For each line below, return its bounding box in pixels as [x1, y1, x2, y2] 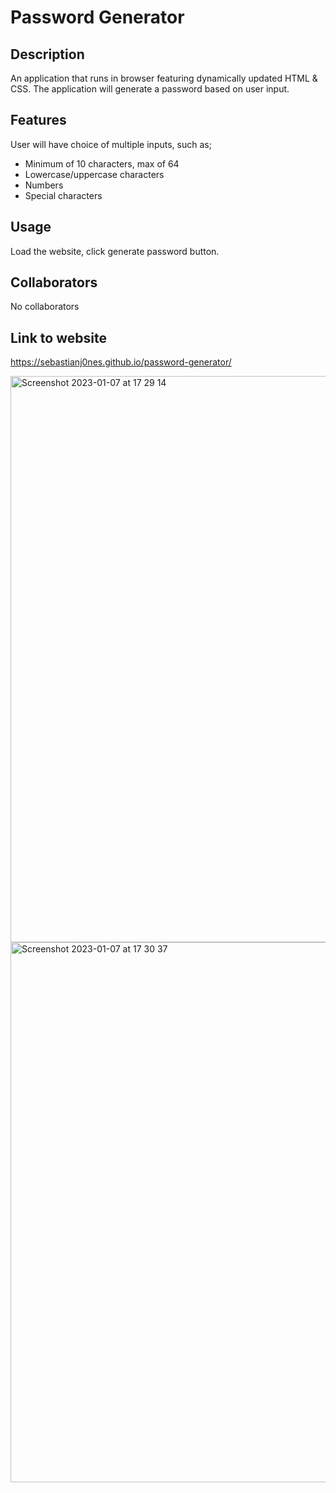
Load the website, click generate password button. [10, 245, 220, 257]
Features [10, 112, 67, 129]
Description [10, 46, 85, 63]
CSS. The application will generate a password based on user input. [10, 83, 290, 95]
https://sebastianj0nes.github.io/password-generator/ [10, 356, 232, 368]
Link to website [10, 329, 107, 346]
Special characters [24, 189, 103, 201]
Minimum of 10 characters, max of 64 [24, 157, 180, 170]
